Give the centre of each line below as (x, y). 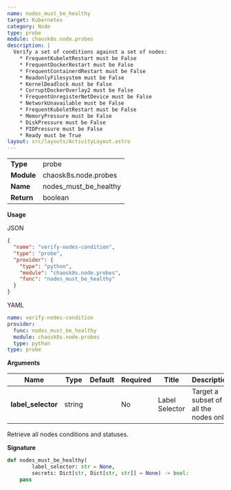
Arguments (24, 363)
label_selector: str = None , (74, 467)
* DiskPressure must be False (63, 122)
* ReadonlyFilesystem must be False (72, 78)
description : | (29, 45)
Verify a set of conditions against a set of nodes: (90, 52)
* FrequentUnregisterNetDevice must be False (86, 97)
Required (136, 380)
